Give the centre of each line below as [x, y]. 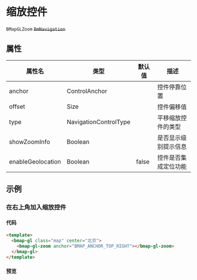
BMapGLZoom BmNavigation [36, 29]
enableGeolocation [35, 161]
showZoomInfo [30, 142]
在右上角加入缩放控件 [36, 208]
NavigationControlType [98, 122]
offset [17, 106]
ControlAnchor [87, 91]
